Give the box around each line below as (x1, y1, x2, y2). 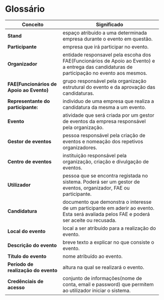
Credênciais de (7, 278, 44, 284)
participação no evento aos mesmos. (62, 69, 147, 76)
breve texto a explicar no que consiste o (62, 238, 155, 245)
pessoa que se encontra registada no (62, 172, 148, 179)
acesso (7, 284, 25, 291)
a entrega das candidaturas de (62, 64, 133, 70)
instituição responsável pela (62, 152, 127, 159)
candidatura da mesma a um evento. (62, 104, 146, 110)
